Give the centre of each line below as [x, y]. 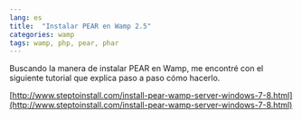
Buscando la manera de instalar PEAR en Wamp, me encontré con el [137, 69]
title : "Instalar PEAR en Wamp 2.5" [80, 26]
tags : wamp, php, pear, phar [64, 43]
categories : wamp [42, 34]
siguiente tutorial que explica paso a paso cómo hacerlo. [115, 78]
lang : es [26, 18]
